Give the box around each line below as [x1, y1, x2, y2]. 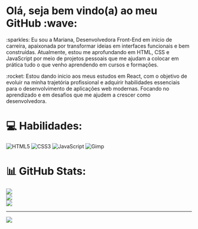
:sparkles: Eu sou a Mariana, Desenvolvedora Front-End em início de [6, 36, 173, 43]
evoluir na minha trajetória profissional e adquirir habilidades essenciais [6, 78, 180, 86]
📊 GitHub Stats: [6, 165, 87, 178]
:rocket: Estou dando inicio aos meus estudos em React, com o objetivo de [6, 72, 187, 79]
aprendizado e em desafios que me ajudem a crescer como [6, 91, 151, 98]
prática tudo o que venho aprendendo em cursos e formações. [6, 61, 159, 68]
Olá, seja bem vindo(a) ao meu [6, 4, 158, 18]
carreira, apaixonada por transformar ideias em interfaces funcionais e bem [6, 42, 190, 49]
